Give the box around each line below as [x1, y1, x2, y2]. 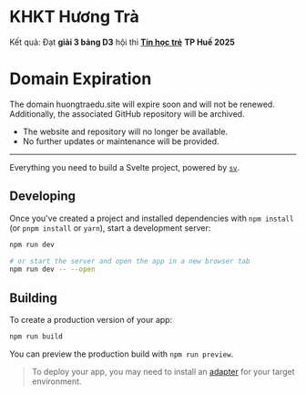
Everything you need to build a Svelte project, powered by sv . [9, 161, 240, 172]
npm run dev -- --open [9, 265, 96, 275]
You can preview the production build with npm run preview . [9, 348, 234, 359]
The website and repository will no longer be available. [22, 126, 229, 137]
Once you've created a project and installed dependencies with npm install [9, 213, 294, 223]
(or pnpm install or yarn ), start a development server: [9, 222, 211, 234]
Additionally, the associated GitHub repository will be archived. [9, 108, 245, 120]
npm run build [9, 332, 64, 341]
